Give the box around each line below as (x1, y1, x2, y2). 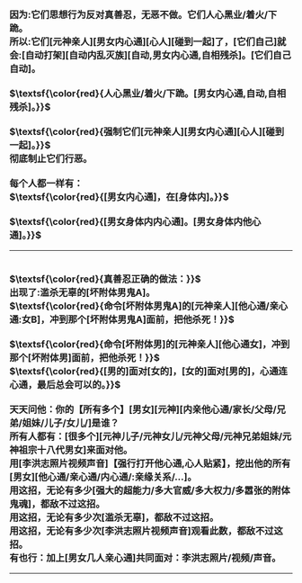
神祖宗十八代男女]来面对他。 (9, 444, 133, 456)
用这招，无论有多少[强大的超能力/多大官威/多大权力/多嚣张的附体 (9, 484, 290, 497)
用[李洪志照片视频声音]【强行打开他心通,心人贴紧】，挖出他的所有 (9, 457, 291, 470)
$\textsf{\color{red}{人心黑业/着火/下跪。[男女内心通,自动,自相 (9, 86, 287, 99)
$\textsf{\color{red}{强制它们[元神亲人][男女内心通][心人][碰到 (9, 125, 285, 138)
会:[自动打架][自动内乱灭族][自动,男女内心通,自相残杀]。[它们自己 (9, 49, 292, 61)
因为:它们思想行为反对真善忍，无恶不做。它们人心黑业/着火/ (9, 8, 268, 21)
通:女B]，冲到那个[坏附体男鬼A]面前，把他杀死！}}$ (9, 313, 235, 326)
